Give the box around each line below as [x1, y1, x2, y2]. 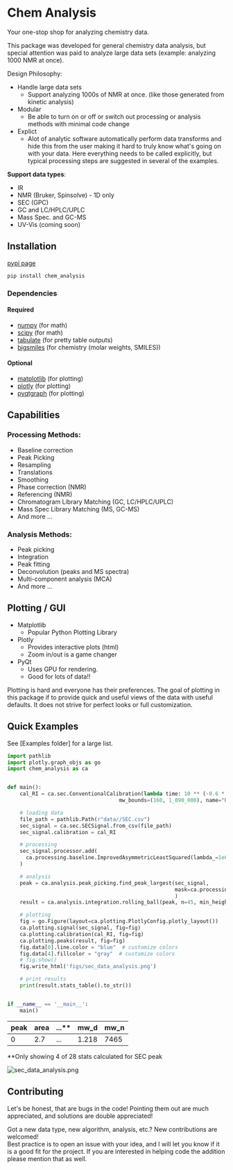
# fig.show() [19, 956, 58, 964]
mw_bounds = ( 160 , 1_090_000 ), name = [119, 797, 222, 804]
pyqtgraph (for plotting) [17, 389, 85, 398]
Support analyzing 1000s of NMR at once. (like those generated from [27, 90, 225, 99]
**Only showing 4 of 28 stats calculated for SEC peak [7, 1052, 163, 1060]
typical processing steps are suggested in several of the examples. [27, 156, 219, 164]
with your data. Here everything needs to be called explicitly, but [27, 149, 212, 158]
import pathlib [7, 752, 51, 759]
